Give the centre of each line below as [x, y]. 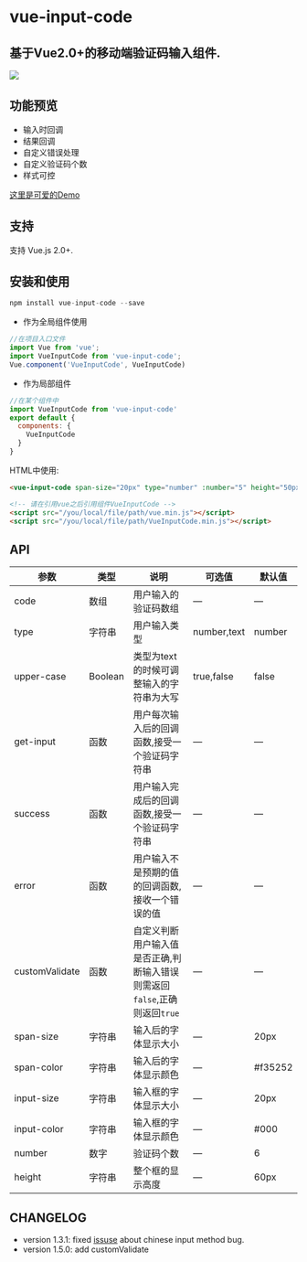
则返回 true [156, 1013]
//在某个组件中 [34, 401]
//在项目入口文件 [37, 339]
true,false [214, 677]
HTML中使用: [34, 470]
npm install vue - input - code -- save [77, 304]
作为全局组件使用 [55, 322]
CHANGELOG [48, 1218]
